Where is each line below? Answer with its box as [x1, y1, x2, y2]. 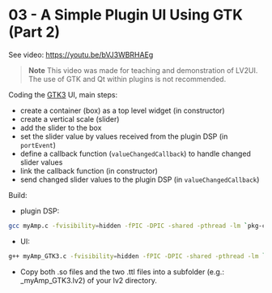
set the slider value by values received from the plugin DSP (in [19, 131, 228, 141]
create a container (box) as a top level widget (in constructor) [19, 106, 225, 115]
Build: [8, 190, 28, 200]
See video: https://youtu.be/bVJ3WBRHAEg [8, 50, 154, 59]
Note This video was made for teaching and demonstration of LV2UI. [28, 65, 258, 75]
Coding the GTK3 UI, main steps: [8, 89, 118, 99]
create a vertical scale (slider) [19, 114, 120, 123]
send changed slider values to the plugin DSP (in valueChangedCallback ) [19, 175, 260, 184]
